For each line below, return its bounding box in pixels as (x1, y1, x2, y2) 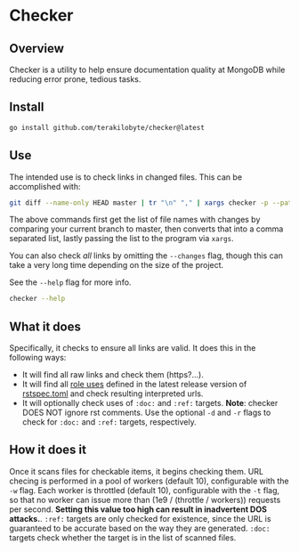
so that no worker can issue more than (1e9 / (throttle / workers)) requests (9, 494, 281, 505)
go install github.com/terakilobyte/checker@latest (9, 123, 205, 132)
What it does (9, 319, 82, 334)
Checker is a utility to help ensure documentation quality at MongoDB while (9, 64, 286, 75)
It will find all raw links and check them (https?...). (21, 369, 205, 380)
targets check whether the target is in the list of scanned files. (9, 532, 237, 543)
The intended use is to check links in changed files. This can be (9, 171, 243, 183)
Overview (9, 41, 65, 56)
